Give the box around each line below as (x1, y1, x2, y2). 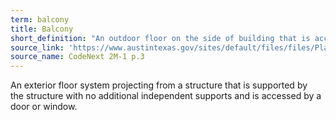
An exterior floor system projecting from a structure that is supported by (10, 79, 308, 91)
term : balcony (10, 14, 70, 25)
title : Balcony (10, 24, 74, 34)
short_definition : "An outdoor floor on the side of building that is (10, 33, 311, 43)
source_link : (10, 42, 65, 53)
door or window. (10, 101, 78, 113)
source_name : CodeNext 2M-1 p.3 (10, 52, 145, 62)
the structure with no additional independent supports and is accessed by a (10, 90, 322, 102)
